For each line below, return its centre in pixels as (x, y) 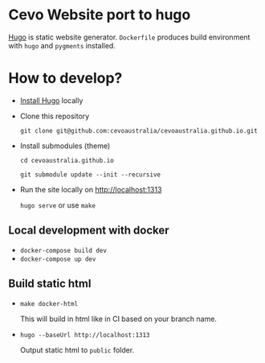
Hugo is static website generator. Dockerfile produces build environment (129, 37)
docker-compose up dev (58, 259)
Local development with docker (89, 231)
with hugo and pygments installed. (62, 45)
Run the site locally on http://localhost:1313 (91, 189)
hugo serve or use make (58, 205)
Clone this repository (55, 116)
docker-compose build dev (63, 250)
